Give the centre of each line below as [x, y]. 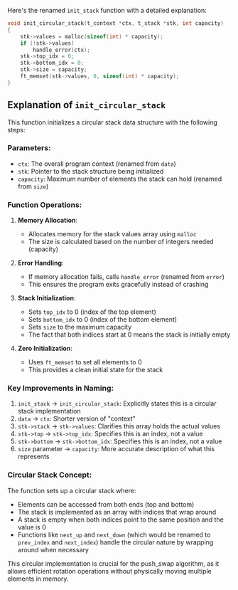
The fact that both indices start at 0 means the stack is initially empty [129, 334]
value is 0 [32, 527]
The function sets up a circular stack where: [72, 490]
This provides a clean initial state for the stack [96, 370]
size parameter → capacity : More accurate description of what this [116, 449]
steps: [16, 130]
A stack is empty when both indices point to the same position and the [120, 520]
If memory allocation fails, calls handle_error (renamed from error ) [126, 277]
